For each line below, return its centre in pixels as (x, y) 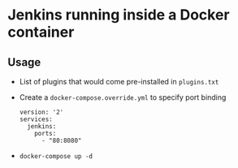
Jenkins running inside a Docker (119, 15)
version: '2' (41, 112)
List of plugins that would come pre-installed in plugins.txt (119, 82)
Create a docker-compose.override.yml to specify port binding (123, 97)
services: (36, 119)
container (41, 32)
